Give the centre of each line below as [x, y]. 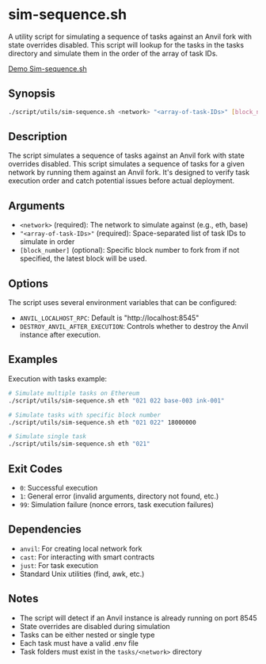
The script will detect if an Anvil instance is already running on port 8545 [138, 618]
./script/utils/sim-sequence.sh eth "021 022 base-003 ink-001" [116, 401]
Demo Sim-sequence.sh [47, 68]
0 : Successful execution [59, 487]
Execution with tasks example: [58, 379]
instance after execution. [60, 335]
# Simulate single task [47, 437]
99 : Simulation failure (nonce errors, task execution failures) [117, 504]
